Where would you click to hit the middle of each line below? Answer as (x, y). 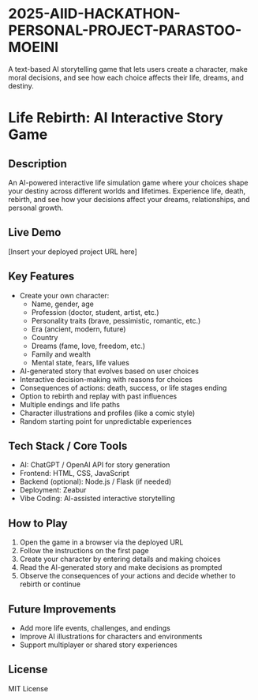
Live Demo (35, 232)
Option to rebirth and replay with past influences (98, 396)
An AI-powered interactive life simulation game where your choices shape (128, 182)
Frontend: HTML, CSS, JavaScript (75, 474)
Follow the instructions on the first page (84, 551)
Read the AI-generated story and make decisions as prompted (121, 567)
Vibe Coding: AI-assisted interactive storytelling (97, 499)
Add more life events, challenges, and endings (95, 628)
